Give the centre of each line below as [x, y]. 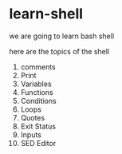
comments [38, 67]
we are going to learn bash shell [62, 36]
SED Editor [38, 143]
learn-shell [46, 14]
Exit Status [38, 126]
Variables [36, 84]
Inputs [31, 134]
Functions [37, 92]
